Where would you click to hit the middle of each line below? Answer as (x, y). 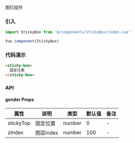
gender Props (19, 99)
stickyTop (19, 123)
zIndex (16, 132)
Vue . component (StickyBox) (32, 41)
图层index (47, 133)
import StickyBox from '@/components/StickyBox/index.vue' (68, 32)
